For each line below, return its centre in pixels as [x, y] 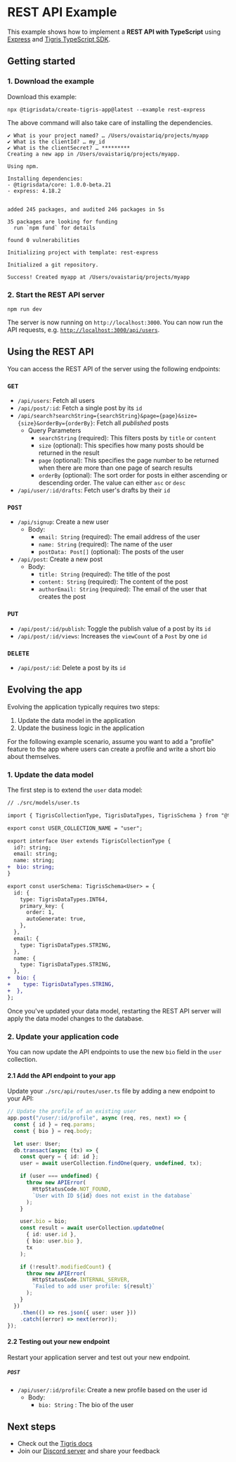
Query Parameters [54, 430]
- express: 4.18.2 [34, 191]
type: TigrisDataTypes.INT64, [64, 899]
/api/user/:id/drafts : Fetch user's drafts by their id [94, 490]
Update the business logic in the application [81, 728]
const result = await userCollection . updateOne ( [92, 1228]
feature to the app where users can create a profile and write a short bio [112, 749]
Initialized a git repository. [53, 264]
